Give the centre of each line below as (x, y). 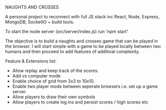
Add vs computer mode (36, 76)
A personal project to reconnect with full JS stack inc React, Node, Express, (83, 17)
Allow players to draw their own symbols (54, 97)
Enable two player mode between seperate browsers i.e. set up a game (85, 86)
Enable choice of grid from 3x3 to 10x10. (54, 81)
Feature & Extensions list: (31, 61)
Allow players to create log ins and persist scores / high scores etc (80, 102)
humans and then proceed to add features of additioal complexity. (73, 52)
